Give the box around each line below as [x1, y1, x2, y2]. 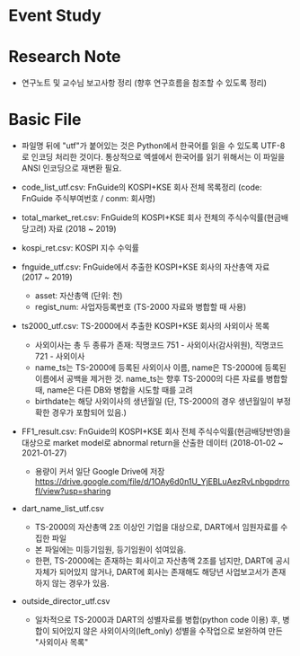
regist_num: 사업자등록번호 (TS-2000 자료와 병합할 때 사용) [34, 302, 247, 313]
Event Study [8, 5, 102, 26]
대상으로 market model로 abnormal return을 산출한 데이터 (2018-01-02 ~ [21, 438, 284, 448]
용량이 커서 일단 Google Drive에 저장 [34, 466, 165, 477]
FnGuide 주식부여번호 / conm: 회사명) [21, 193, 156, 204]
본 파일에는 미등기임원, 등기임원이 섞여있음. [34, 545, 187, 555]
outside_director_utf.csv [21, 596, 110, 607]
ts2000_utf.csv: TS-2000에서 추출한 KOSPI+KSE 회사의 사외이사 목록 [21, 321, 270, 332]
